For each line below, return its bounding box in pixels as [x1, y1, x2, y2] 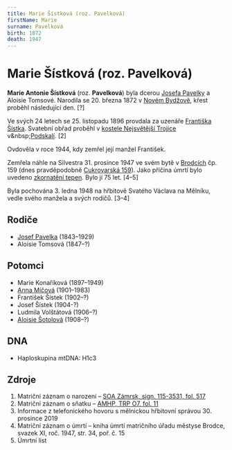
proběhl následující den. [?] [7, 103, 85, 112]
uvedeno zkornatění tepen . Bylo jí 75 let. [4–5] [7, 173, 139, 182]
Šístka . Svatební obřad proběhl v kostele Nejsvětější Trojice [7, 124, 177, 132]
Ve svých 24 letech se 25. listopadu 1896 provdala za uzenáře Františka [7, 117, 212, 126]
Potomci [7, 260, 44, 272]
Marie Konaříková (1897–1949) [17, 278, 104, 286]
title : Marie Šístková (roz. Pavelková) [7, 10, 126, 17]
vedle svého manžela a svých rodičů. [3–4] [7, 194, 130, 202]
